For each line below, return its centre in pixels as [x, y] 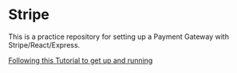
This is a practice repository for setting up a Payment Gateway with [119, 36]
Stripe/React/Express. [44, 44]
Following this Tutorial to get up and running [81, 60]
